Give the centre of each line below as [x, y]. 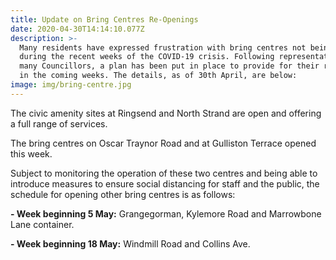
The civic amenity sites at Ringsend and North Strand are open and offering [166, 113]
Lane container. [42, 224]
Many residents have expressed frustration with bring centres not [163, 47]
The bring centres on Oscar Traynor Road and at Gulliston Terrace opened [163, 143]
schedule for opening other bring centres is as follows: [123, 194]
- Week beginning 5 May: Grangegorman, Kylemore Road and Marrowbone [166, 213]
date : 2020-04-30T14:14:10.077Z [77, 29]
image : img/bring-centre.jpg [71, 85]
